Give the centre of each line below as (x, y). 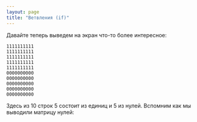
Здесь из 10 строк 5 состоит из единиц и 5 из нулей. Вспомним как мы (99, 106)
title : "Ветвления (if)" (38, 18)
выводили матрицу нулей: (40, 112)
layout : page (23, 12)
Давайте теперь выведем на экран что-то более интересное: (87, 35)
